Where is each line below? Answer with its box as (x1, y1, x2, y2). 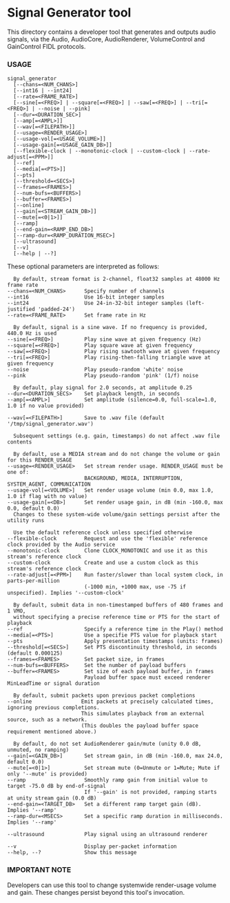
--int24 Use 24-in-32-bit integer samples (7, 300, 184, 307)
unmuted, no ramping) (7, 746, 70, 753)
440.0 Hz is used (7, 330, 57, 337)
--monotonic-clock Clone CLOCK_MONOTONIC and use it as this (7, 547, 208, 555)
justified (7, 306, 36, 313)
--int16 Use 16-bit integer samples (7, 294, 165, 301)
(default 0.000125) (7, 650, 63, 657)
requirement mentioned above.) (7, 728, 97, 735)
